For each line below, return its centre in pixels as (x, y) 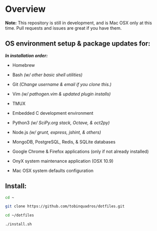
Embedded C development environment (53, 113)
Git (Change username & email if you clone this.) (62, 84)
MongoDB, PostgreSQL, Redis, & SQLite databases (64, 141)
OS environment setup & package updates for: (78, 44)
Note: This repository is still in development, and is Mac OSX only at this (78, 23)
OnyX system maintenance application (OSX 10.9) (63, 161)
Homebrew (23, 65)
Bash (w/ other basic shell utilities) (47, 75)
